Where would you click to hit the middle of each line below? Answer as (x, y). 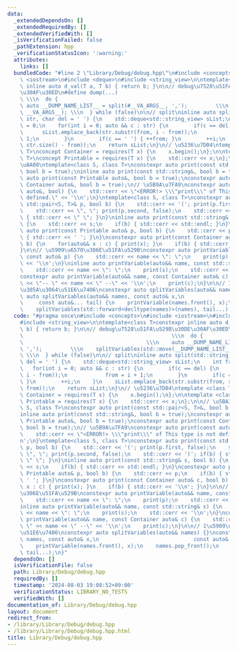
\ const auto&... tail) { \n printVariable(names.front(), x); (124, 303)
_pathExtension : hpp (44, 47)
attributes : (31, 60)
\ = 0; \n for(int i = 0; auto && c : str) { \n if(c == (118, 125)
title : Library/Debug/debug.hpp (55, 638)
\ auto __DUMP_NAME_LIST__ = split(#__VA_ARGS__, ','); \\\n (124, 106)
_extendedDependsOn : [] (48, 20)
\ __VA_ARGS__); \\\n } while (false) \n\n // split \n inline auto (118, 112)
